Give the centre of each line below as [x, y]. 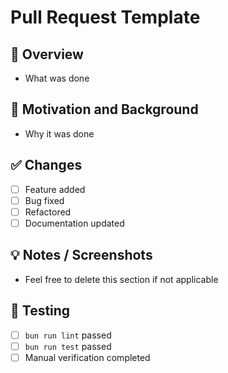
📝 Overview [47, 54]
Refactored [48, 212]
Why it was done [59, 133]
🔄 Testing [40, 311]
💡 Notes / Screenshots [81, 255]
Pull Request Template [105, 17]
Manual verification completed [87, 357]
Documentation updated [74, 223]
